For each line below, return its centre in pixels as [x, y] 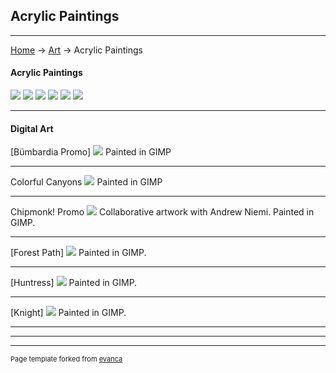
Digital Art [32, 128]
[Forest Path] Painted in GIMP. [78, 253]
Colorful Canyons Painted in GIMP [86, 182]
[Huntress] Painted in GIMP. [74, 283]
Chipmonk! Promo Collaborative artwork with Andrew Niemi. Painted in [162, 212]
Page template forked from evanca [66, 359]
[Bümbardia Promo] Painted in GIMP [91, 152]
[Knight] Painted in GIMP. [68, 313]
